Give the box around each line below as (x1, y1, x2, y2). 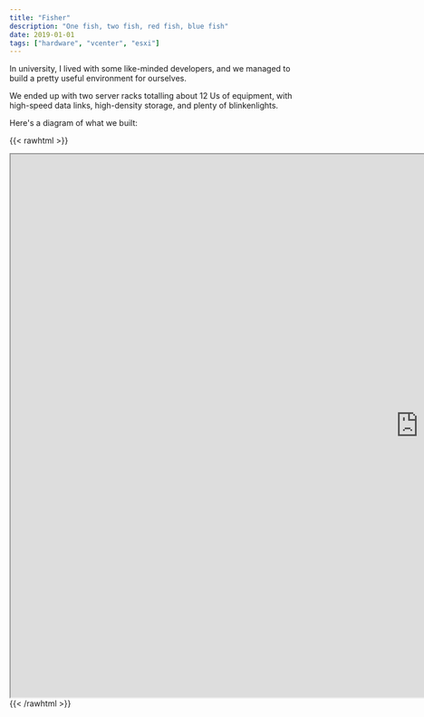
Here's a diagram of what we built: (9, 118, 139, 129)
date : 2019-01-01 (9, 30, 75, 39)
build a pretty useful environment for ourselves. (9, 73, 188, 84)
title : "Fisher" (9, 13, 71, 23)
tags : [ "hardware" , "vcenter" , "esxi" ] (9, 38, 160, 48)
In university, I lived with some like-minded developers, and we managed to (9, 63, 291, 74)
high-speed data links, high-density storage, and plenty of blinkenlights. (9, 100, 279, 111)
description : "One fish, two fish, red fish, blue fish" (9, 22, 229, 31)
